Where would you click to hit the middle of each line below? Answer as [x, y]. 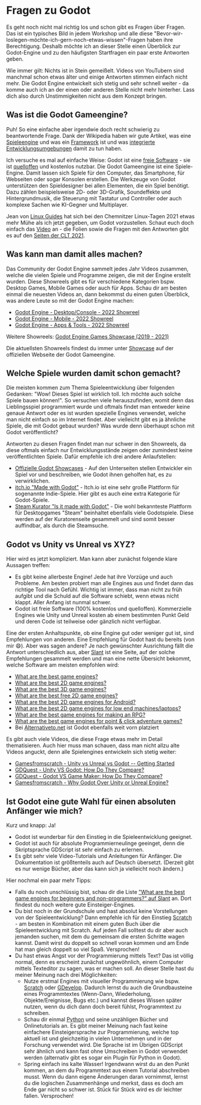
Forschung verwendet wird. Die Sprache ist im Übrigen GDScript [103, 1045]
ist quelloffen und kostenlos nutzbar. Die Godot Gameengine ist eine [90, 166]
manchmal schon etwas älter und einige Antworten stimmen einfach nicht [97, 77]
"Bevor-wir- [169, 33]
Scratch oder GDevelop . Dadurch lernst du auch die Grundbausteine [108, 987]
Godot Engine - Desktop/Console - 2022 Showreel [77, 312]
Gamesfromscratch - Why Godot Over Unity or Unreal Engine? [92, 782]
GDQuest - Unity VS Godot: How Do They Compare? [80, 770]
